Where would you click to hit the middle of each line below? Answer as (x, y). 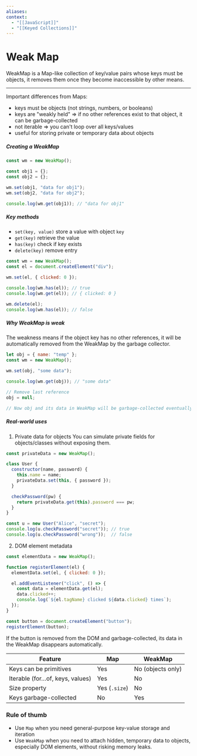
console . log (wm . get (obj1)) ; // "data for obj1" (65, 204)
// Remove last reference (38, 392)
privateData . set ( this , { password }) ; (64, 480)
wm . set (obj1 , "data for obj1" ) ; (45, 187)
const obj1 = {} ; (27, 171)
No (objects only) (158, 669)
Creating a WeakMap (33, 146)
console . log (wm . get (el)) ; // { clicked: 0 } (61, 293)
